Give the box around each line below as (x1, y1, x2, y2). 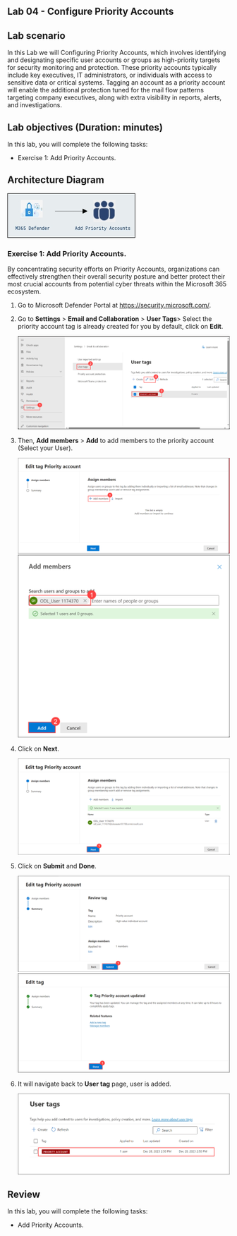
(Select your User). (17, 444, 73, 452)
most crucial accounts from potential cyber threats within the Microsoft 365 (7, 280, 227, 289)
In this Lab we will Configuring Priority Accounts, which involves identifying (7, 49, 226, 57)
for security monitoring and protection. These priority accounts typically (7, 63, 217, 72)
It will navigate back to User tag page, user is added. (17, 1079, 171, 1088)
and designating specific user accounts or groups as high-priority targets (7, 56, 221, 64)
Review (7, 1188, 41, 1200)
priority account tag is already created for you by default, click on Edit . (17, 322, 224, 331)
